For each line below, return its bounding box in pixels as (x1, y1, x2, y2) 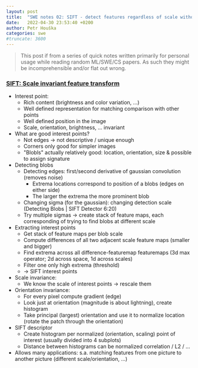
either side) (32, 187, 60, 194)
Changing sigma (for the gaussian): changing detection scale (23, 199, 172, 206)
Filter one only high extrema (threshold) (23, 261, 120, 268)
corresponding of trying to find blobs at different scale (23, 218, 156, 225)
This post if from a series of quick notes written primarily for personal (20, 52, 190, 59)
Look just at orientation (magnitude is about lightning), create (23, 299, 172, 306)
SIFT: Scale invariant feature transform (6, 79, 120, 87)
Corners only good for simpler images (23, 142, 116, 150)
